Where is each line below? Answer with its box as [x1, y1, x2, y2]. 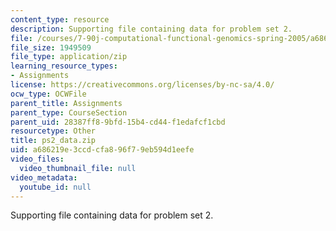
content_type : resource [10, 14, 110, 25]
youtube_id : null [19, 182, 92, 192]
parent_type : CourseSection [10, 107, 128, 118]
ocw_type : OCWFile [10, 89, 87, 99]
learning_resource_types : [10, 61, 118, 71]
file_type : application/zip [10, 52, 128, 62]
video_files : [10, 154, 65, 164]
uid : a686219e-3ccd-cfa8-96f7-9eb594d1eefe [10, 145, 195, 155]
